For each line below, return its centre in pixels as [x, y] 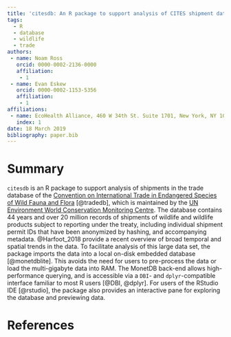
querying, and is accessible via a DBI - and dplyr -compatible [131, 276]
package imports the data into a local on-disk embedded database [101, 254]
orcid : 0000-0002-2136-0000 [56, 65]
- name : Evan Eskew [38, 84]
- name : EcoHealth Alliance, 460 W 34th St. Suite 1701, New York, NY [113, 116]
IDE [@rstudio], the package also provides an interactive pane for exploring [114, 290]
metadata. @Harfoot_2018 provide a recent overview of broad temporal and [114, 239]
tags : [15, 20]
